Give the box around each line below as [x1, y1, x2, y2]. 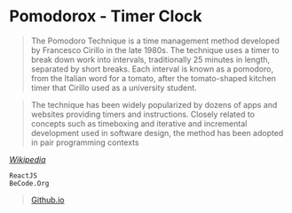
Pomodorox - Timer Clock [9, 6, 202, 27]
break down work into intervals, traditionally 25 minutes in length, [30, 54, 271, 65]
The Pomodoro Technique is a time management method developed [30, 35, 280, 46]
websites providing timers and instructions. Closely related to [30, 109, 256, 119]
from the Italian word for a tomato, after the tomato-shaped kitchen [30, 72, 277, 83]
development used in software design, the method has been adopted [30, 127, 284, 138]
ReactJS [9, 171, 38, 180]
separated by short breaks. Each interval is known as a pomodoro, [30, 64, 273, 74]
